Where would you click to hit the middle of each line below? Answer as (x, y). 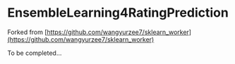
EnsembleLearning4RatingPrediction (118, 13)
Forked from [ (27, 32)
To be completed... (35, 53)
